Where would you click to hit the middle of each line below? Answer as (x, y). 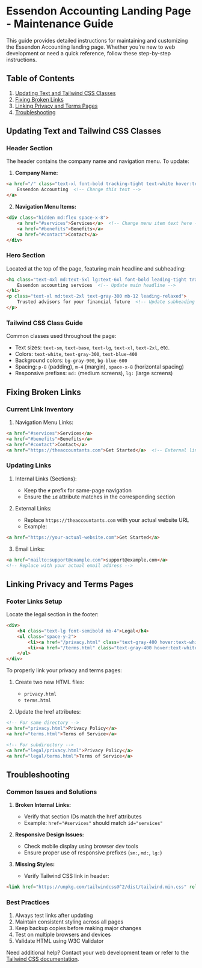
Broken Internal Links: (43, 805)
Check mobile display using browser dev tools (81, 847)
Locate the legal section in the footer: (53, 614)
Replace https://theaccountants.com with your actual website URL (106, 520)
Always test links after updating (54, 916)
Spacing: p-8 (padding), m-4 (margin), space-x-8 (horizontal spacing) (99, 367)
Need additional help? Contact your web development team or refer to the (98, 953)
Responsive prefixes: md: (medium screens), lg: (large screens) (94, 373)
